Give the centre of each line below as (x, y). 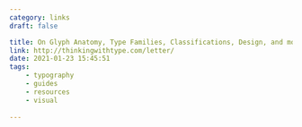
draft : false (34, 26)
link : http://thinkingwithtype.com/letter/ (92, 50)
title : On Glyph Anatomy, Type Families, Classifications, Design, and (146, 42)
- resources (48, 92)
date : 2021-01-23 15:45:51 (60, 59)
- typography (50, 76)
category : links (40, 17)
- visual (42, 100)
